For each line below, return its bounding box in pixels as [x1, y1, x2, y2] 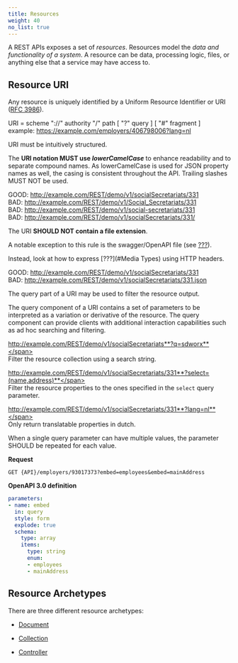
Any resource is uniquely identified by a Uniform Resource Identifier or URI [8, 97, 226, 107]
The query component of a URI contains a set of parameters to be [8, 303, 200, 312]
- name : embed [8, 502, 50, 509]
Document [18, 620, 49, 629]
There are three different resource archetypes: [8, 606, 144, 615]
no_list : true [8, 23, 50, 31]
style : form [14, 514, 50, 522]
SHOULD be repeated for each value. [8, 441, 117, 450]
